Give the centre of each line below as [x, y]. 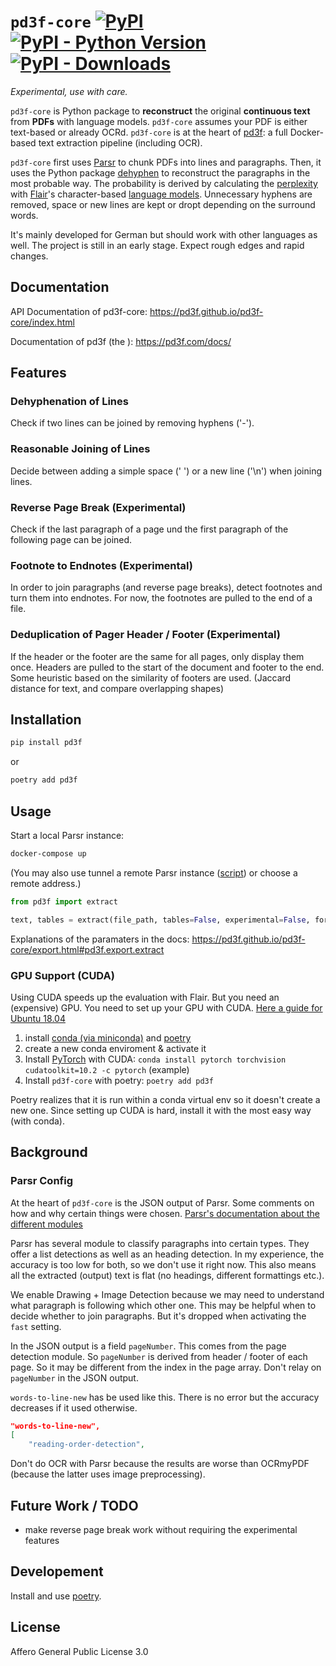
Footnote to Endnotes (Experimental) [102, 565]
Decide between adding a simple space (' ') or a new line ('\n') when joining [166, 471]
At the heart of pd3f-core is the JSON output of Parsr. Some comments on [162, 1202]
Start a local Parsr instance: [67, 835]
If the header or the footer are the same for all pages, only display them [157, 656]
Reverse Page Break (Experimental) [98, 507]
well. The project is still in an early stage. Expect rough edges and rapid [157, 245]
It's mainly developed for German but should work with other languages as [164, 234]
